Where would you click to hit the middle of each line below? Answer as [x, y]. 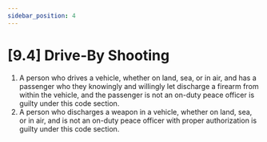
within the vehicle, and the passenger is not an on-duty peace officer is [137, 95]
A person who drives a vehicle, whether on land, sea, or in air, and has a [137, 78]
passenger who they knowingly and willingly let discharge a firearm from [139, 86]
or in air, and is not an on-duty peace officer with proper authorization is [138, 120]
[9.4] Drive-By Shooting [88, 55]
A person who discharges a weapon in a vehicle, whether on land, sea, [135, 112]
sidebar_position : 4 [42, 16]
